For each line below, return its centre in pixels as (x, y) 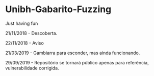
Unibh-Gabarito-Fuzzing (58, 9)
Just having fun (22, 23)
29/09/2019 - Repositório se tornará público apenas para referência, (77, 62)
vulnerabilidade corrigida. (32, 68)
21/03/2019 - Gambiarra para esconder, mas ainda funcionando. (73, 53)
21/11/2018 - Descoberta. (31, 33)
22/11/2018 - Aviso (25, 43)
